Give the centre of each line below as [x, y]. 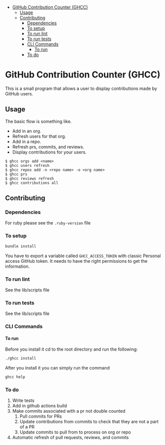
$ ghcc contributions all [32, 183]
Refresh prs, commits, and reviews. [48, 147]
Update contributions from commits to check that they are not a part [89, 422]
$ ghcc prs [16, 174]
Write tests [23, 401]
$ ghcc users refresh [27, 165]
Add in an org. [27, 131]
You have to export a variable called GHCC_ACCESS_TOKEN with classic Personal [83, 256]
